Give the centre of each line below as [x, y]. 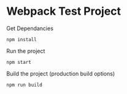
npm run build [25, 85]
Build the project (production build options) [61, 73]
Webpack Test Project [64, 11]
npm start [19, 62]
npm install [21, 39]
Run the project [26, 51]
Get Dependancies [30, 28]
